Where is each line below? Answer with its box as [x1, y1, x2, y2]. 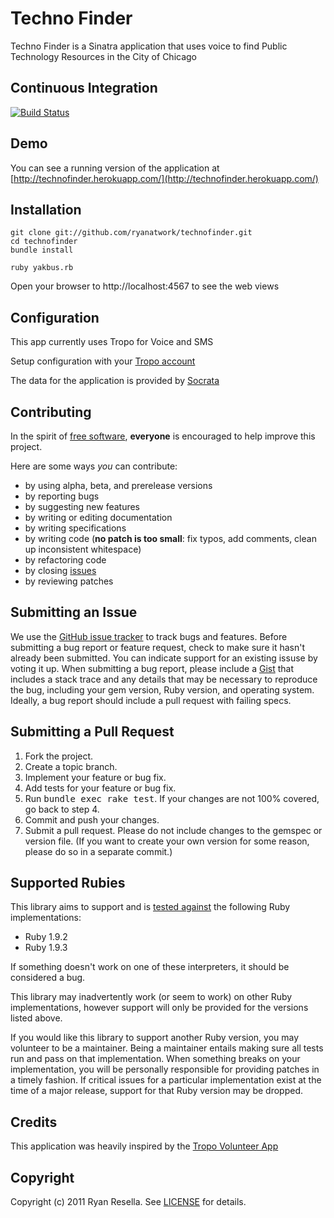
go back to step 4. [24, 803, 100, 815]
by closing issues [24, 565, 97, 576]
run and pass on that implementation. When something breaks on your [10, 1053, 301, 1065]
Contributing [10, 403, 92, 421]
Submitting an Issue [10, 604, 138, 621]
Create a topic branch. [24, 760, 118, 772]
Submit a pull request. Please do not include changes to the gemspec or [24, 824, 323, 836]
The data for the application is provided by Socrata [10, 375, 220, 387]
